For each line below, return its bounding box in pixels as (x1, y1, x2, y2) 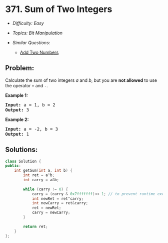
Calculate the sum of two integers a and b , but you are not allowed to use (5, 77, 157, 83)
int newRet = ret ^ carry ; (31, 196, 84, 201)
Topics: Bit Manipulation (12, 30, 63, 36)
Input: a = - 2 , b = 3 (5, 126, 58, 132)
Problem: (5, 64, 34, 72)
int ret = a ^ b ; (23, 173, 55, 178)
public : (5, 163, 21, 169)
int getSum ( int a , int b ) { (14, 168, 72, 173)
